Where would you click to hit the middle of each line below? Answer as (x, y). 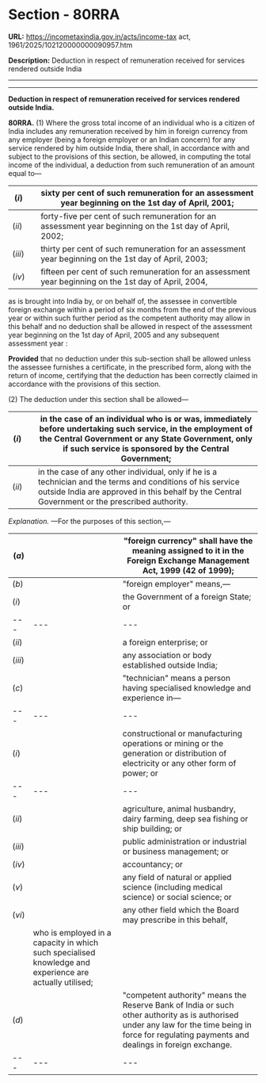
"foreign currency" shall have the (188, 541)
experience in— (152, 698)
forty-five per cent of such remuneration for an (128, 216)
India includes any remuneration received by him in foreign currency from (128, 131)
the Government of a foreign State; (187, 596)
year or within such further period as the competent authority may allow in (129, 318)
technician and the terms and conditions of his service (139, 481)
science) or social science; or (177, 897)
